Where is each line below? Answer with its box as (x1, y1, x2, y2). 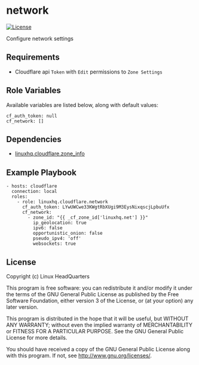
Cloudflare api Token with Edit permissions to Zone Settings (14, 68, 163, 75)
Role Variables (6, 85, 61, 96)
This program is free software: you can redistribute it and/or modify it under (6, 284, 192, 292)
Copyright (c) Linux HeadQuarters (6, 273, 90, 280)
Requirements (6, 52, 60, 63)
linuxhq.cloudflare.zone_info (14, 150, 85, 157)
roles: (11, 194, 28, 200)
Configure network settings (6, 35, 74, 42)
